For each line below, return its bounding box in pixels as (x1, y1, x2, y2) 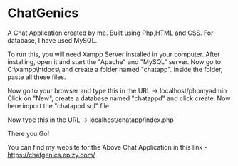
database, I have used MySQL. (7, 36, 98, 44)
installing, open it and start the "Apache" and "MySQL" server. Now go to (7, 57, 222, 66)
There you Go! (7, 129, 50, 138)
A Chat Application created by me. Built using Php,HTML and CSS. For (7, 28, 214, 37)
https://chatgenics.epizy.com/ (7, 150, 95, 159)
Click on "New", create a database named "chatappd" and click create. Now (7, 94, 231, 103)
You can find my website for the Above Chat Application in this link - (7, 142, 208, 151)
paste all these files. (7, 73, 66, 81)
